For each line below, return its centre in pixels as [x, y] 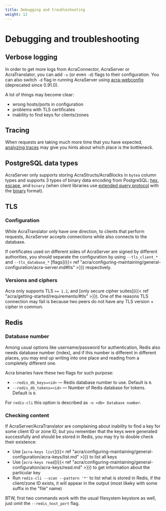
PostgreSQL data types [42, 163]
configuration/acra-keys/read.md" [47, 467]
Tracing [17, 130]
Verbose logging [31, 57]
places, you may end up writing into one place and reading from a [72, 358]
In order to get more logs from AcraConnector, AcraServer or [67, 69]
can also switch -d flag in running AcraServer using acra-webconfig [74, 79]
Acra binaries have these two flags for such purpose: [59, 373]
